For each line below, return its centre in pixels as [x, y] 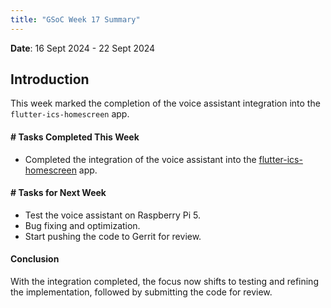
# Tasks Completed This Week [75, 137]
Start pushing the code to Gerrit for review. [113, 236]
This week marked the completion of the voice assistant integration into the [165, 103]
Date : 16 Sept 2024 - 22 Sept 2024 [83, 48]
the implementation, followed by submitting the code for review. [141, 292]
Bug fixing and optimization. [82, 225]
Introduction [50, 79]
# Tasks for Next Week [58, 193]
